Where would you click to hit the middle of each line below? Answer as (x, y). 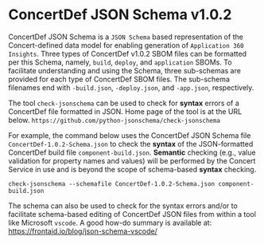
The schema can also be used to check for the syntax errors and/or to (123, 206)
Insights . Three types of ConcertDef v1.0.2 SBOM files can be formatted (128, 53)
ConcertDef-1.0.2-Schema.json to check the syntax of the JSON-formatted (131, 144)
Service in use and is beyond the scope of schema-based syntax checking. (132, 169)
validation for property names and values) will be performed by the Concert (132, 160)
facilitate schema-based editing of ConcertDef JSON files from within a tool (132, 214)
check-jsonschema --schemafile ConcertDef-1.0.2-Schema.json (112, 184)
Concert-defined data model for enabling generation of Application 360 (126, 45)
